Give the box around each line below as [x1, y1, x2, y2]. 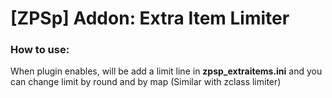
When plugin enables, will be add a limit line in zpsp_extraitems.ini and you [10, 65, 323, 77]
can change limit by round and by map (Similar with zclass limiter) [10, 76, 282, 88]
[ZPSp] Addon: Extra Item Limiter [10, 7, 290, 30]
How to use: [10, 43, 70, 57]
